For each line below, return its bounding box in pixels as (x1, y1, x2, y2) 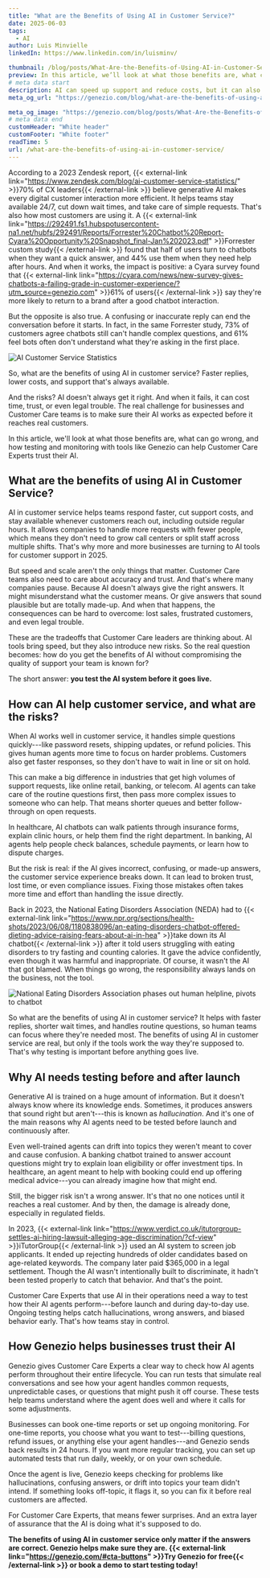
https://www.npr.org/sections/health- (71, 914, 195, 923)
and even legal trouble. (8, 617, 84, 627)
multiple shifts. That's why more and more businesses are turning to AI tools (8, 542, 260, 552)
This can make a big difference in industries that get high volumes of (8, 773, 235, 783)
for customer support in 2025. (8, 550, 108, 560)
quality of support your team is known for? (8, 659, 149, 668)
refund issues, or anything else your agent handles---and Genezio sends (8, 1436, 250, 1446)
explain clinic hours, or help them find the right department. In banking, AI (8, 831, 253, 840)
